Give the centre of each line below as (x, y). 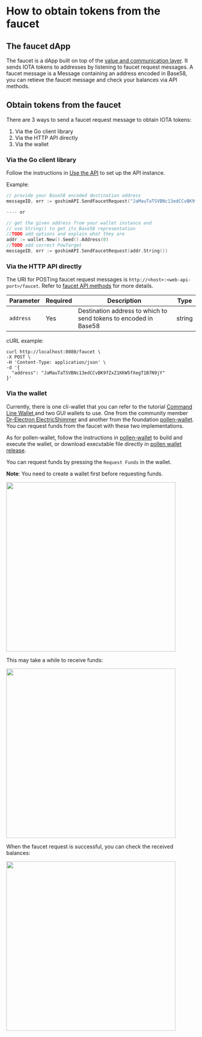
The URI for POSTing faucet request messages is (67, 280)
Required (59, 301)
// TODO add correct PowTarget (44, 245)
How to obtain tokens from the (83, 11)
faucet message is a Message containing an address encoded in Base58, (97, 73)
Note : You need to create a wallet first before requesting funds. (85, 474)
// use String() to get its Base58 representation (71, 228)
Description (124, 301)
